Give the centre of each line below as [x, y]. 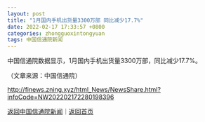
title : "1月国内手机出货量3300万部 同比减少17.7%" [75, 20]
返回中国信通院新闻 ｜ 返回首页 [50, 111]
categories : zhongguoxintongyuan [56, 33]
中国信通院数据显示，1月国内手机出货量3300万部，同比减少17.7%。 [105, 61]
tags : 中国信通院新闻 [35, 40]
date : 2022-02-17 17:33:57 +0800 [56, 27]
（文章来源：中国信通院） [44, 76]
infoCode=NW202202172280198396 [61, 97]
